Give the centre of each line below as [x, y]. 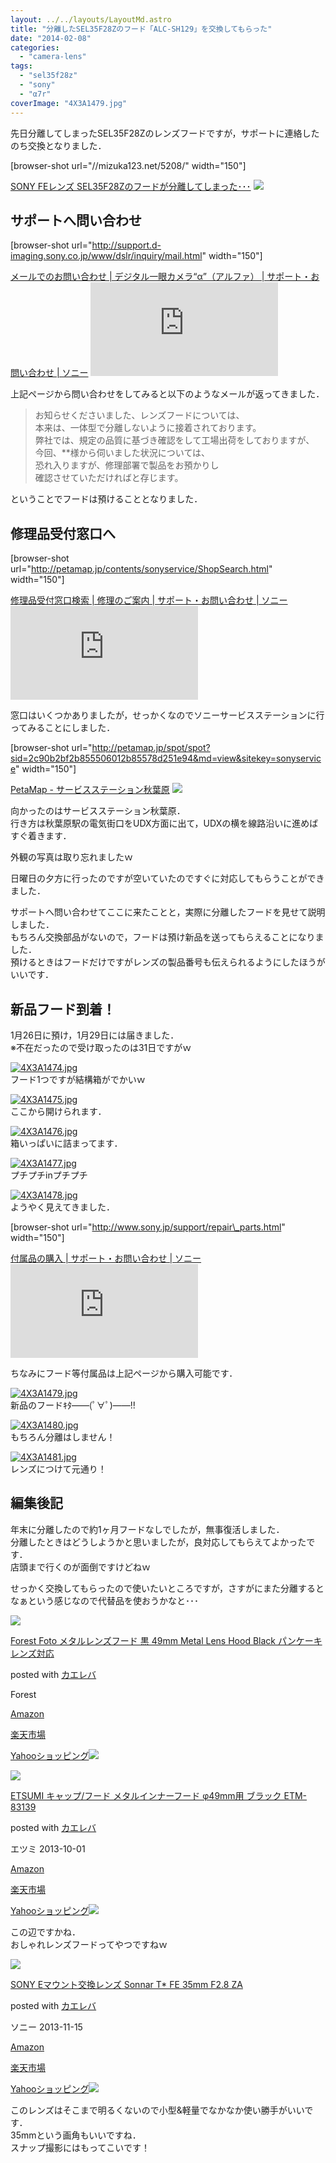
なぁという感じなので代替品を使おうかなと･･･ [104, 1600]
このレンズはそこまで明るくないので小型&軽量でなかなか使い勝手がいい [157, 2110]
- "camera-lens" [53, 57]
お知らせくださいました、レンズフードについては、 [139, 415]
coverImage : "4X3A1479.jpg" [69, 103]
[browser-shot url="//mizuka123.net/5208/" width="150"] [128, 165]
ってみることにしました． [63, 728]
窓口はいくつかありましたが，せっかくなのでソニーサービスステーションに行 [167, 715]
